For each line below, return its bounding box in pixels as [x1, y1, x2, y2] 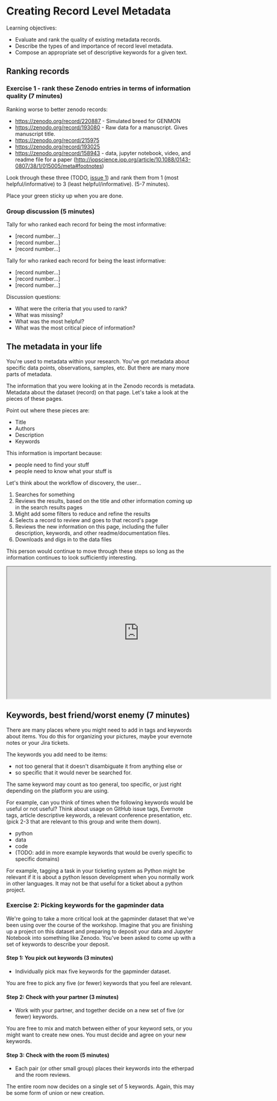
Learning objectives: [6, 24, 57, 31]
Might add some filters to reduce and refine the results [14, 510, 151, 517]
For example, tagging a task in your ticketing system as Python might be [6, 867, 185, 874]
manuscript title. [14, 130, 55, 137]
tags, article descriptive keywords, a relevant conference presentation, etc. [6, 811, 193, 819]
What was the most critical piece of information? [14, 324, 135, 331]
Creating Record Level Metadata [6, 4, 171, 18]
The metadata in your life [6, 342, 102, 352]
